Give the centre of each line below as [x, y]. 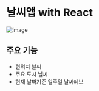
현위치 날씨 [28, 66]
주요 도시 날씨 [31, 74]
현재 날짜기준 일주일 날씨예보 [49, 82]
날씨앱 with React [50, 13]
